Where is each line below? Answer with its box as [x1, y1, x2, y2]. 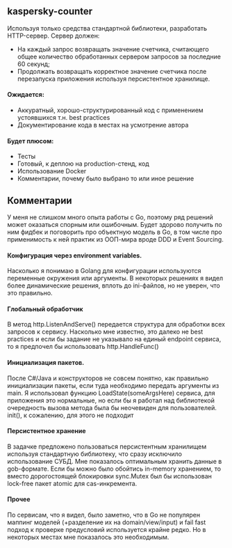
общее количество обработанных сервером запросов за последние [17, 52, 221, 61]
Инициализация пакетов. [7, 359, 85, 367]
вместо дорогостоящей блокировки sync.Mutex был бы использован [7, 471, 212, 480]
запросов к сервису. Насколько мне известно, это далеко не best [7, 327, 204, 336]
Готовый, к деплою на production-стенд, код [17, 159, 149, 168]
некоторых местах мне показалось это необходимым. [7, 533, 169, 542]
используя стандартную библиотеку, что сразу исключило [7, 449, 183, 458]
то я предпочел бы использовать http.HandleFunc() [7, 343, 159, 351]
